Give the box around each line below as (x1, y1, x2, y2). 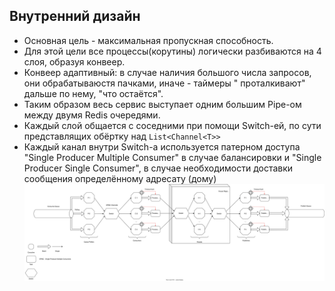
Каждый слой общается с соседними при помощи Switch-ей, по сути (23, 119, 322, 131)
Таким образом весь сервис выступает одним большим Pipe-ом (23, 98, 302, 110)
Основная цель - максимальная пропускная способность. (23, 34, 274, 46)
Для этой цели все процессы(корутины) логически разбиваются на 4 (23, 45, 322, 57)
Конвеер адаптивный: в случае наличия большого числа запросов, (23, 66, 312, 78)
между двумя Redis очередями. (23, 109, 161, 121)
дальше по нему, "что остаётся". (23, 87, 164, 99)
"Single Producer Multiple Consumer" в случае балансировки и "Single (23, 151, 322, 163)
